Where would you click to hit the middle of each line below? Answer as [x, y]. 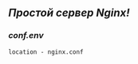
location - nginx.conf [46, 52]
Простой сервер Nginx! [69, 13]
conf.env [26, 36]
